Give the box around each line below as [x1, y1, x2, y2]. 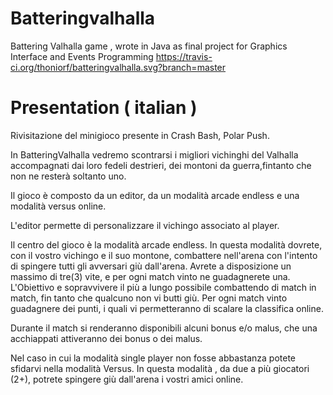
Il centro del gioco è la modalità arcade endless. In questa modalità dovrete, [10, 238, 323, 251]
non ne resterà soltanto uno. [10, 170, 127, 182]
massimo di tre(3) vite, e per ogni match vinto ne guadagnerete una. [10, 270, 291, 282]
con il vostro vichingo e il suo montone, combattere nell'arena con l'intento [10, 249, 318, 261]
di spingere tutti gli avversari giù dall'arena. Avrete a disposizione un [10, 260, 292, 272]
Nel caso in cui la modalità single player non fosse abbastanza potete [10, 352, 296, 364]
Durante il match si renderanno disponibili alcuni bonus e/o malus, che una [10, 322, 318, 334]
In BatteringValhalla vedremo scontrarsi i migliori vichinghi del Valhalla [10, 148, 299, 161]
